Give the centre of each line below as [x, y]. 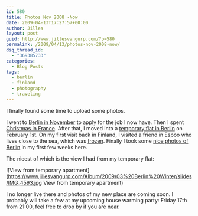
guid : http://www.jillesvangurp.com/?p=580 [61, 39]
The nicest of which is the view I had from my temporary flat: [80, 158]
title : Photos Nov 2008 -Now [42, 17]
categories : [21, 61]
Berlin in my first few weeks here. [47, 147]
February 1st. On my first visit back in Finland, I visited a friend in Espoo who [99, 135]
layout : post [22, 34]
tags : [13, 72]
